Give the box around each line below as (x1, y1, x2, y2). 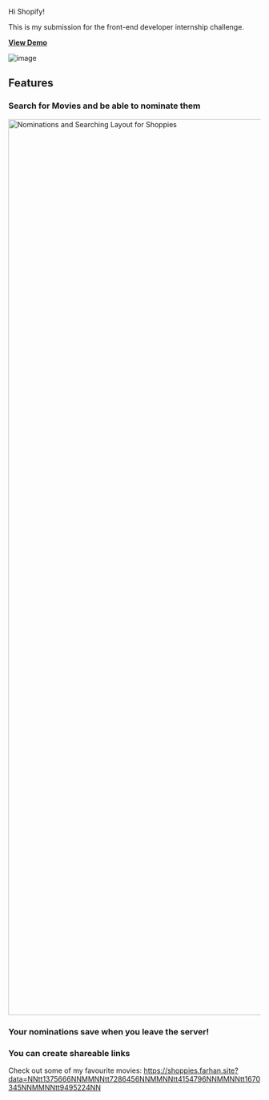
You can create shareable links (8, 1047, 130, 1058)
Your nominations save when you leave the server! (8, 1026, 210, 1037)
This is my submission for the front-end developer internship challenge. (8, 22, 244, 31)
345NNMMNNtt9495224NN (8, 1082, 102, 1092)
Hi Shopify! (8, 7, 46, 16)
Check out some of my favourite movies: (8, 1066, 143, 1075)
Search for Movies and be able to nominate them (8, 100, 201, 111)
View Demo (8, 38, 48, 47)
